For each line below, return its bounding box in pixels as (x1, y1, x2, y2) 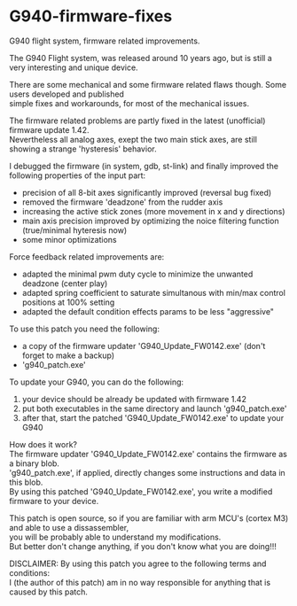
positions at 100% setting (21, 297, 115, 307)
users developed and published (9, 89, 124, 99)
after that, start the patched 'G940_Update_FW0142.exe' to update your (21, 412, 285, 423)
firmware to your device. (9, 495, 99, 506)
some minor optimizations (21, 234, 117, 245)
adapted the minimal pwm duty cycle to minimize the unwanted (21, 268, 254, 279)
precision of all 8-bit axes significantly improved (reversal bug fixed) (21, 187, 272, 198)
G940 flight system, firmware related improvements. (9, 35, 200, 46)
